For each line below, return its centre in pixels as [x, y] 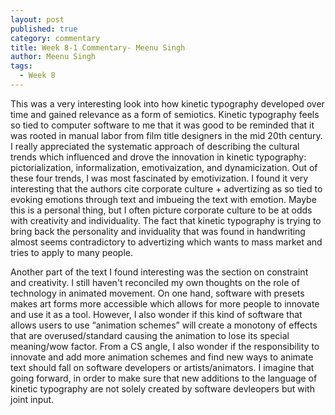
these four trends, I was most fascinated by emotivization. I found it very [159, 178]
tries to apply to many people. [71, 252]
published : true [44, 29]
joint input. [32, 399]
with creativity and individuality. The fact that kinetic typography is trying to [166, 220]
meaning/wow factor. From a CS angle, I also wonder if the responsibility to [165, 346]
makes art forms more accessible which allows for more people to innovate [165, 303]
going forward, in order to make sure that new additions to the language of [164, 378]
